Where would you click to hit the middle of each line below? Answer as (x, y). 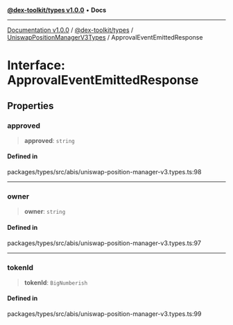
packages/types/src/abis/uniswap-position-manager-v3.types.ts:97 (104, 243)
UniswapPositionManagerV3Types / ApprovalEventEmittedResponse (105, 37)
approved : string (49, 140)
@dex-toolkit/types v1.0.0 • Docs (57, 10)
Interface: (36, 66)
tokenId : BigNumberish (56, 282)
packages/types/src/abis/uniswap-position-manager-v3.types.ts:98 (104, 172)
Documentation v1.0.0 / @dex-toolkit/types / (70, 30)
